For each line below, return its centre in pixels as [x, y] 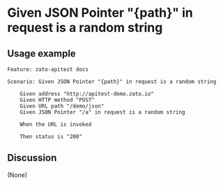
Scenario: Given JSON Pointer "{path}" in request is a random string [112, 82]
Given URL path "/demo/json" [62, 106]
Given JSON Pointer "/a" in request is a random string [103, 112]
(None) [17, 175]
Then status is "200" [51, 137]
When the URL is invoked [56, 124]
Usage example [42, 53]
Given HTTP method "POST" [57, 100]
